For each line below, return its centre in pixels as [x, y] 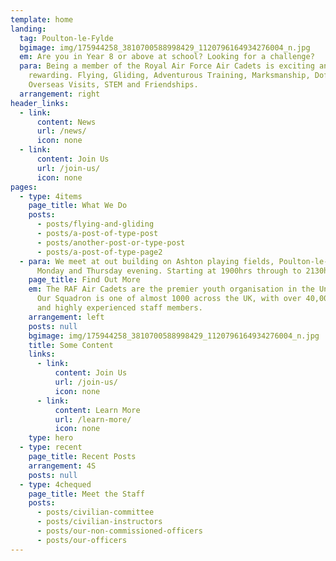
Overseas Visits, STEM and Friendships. [113, 85]
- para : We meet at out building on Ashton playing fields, [147, 261]
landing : [28, 29]
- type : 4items [51, 196]
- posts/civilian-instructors [99, 522]
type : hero [51, 438]
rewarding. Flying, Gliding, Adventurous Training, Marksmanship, [169, 76]
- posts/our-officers [82, 540]
